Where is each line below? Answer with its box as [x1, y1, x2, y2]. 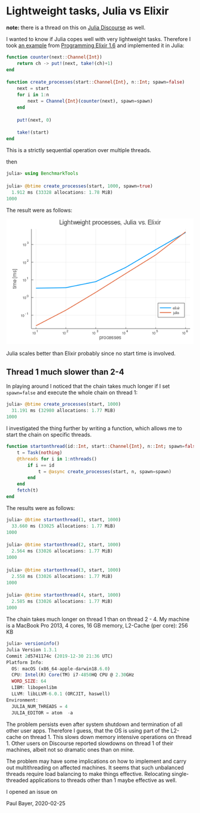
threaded [6, 777, 29, 784]
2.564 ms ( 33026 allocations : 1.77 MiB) [11, 548, 113, 554]
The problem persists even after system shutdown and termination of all [6, 721, 183, 728]
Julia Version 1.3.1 [6, 647, 58, 653]
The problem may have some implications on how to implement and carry [6, 758, 186, 765]
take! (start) [17, 129, 49, 135]
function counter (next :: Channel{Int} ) [6, 54, 102, 60]
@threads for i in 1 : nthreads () [17, 456, 97, 462]
